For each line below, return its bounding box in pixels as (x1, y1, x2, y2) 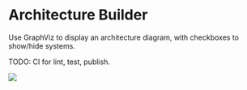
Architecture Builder (8, 6, 148, 24)
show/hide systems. (8, 41, 75, 50)
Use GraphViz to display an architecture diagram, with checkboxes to (8, 32, 239, 42)
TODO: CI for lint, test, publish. (8, 57, 111, 66)
